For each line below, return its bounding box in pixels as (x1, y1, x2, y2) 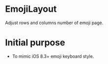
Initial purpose (5, 37, 65, 48)
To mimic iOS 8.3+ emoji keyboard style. (12, 53, 94, 59)
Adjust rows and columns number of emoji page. (5, 20, 104, 26)
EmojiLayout (5, 3, 57, 15)
